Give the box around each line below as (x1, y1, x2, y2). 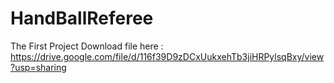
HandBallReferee (10, 7, 154, 30)
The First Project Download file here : (10, 40, 164, 52)
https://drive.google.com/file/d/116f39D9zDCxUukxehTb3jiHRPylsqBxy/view (10, 50, 325, 62)
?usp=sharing (10, 61, 67, 73)
